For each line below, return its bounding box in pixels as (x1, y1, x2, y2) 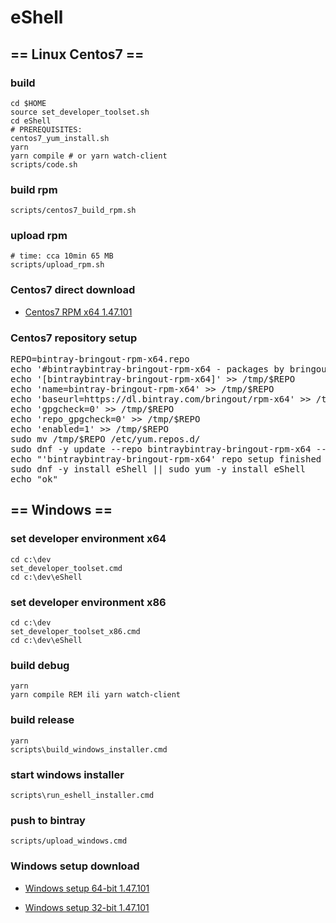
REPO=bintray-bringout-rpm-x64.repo (10, 354, 190, 365)
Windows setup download (10, 859, 140, 873)
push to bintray (10, 813, 86, 827)
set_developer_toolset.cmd (10, 563, 123, 573)
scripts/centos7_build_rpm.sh (10, 206, 137, 216)
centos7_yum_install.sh (10, 133, 110, 143)
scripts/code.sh (10, 159, 78, 170)
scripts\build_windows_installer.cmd (10, 744, 168, 755)
